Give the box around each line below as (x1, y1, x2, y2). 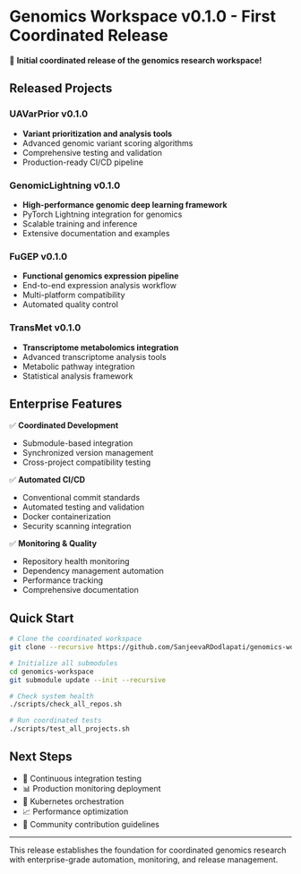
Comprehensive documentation (21, 585, 139, 596)
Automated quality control (21, 299, 119, 310)
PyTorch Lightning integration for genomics (21, 209, 183, 219)
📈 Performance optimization (21, 806, 129, 817)
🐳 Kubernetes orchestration (21, 795, 125, 807)
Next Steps (9, 750, 73, 765)
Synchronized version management (21, 448, 154, 458)
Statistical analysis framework (21, 370, 133, 381)
